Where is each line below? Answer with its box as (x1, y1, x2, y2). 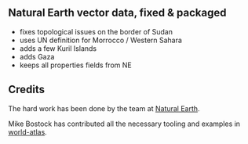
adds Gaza (19, 52, 55, 61)
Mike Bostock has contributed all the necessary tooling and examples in (8, 119, 241, 128)
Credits (8, 83, 46, 96)
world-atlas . (8, 127, 47, 136)
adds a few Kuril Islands (19, 43, 97, 53)
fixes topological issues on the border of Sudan (19, 27, 173, 36)
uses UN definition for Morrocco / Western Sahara (19, 35, 183, 45)
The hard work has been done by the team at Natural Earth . (8, 103, 200, 113)
